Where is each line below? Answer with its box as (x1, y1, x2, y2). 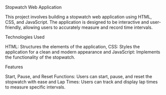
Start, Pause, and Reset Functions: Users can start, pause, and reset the (5, 74, 153, 79)
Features (5, 64, 23, 70)
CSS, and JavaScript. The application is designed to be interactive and (5, 19, 149, 25)
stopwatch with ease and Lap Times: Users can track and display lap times (5, 79, 158, 85)
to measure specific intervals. (5, 84, 66, 90)
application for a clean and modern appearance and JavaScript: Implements (5, 49, 161, 55)
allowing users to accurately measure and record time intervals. (23, 24, 153, 30)
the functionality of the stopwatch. (5, 54, 75, 60)
